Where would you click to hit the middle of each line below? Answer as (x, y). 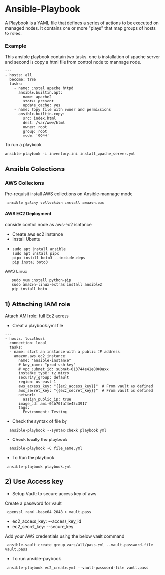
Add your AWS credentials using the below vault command (65, 536)
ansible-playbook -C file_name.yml (46, 448)
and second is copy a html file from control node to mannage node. (73, 62)
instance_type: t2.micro (44, 373)
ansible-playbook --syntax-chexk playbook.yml (58, 430)
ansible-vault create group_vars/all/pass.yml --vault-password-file (80, 545)
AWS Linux (16, 271)
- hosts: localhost (25, 338)
